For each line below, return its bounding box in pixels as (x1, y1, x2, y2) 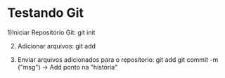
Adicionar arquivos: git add (17, 41, 96, 50)
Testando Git (7, 5, 84, 21)
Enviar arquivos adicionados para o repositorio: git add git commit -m (17, 55, 219, 64)
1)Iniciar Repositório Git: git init (7, 28, 96, 37)
